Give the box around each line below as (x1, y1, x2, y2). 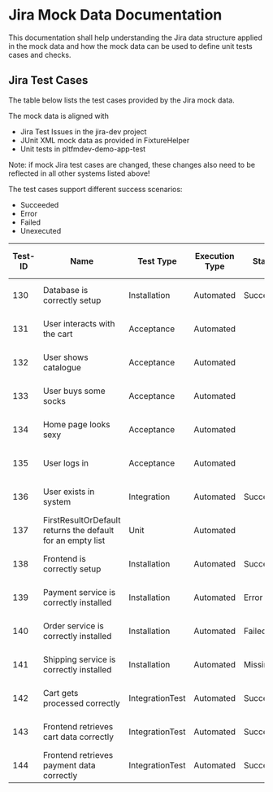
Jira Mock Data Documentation (8, 6, 223, 24)
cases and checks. (8, 50, 71, 59)
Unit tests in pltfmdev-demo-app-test (19, 144, 146, 154)
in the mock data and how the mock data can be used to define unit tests (8, 41, 253, 50)
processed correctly (43, 698, 120, 709)
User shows (43, 352, 89, 363)
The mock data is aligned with (8, 111, 110, 120)
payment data (43, 759, 96, 771)
